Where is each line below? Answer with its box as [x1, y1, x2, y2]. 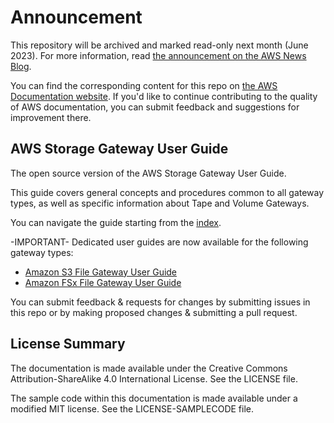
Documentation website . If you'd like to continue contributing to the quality [10, 90, 318, 102]
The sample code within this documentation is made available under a [10, 392, 298, 404]
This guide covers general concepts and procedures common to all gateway [10, 186, 325, 198]
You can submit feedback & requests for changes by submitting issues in [10, 296, 311, 308]
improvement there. [10, 111, 92, 123]
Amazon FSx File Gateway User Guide [24, 276, 182, 288]
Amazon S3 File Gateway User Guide [24, 266, 178, 278]
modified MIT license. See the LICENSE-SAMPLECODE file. [10, 402, 254, 415]
